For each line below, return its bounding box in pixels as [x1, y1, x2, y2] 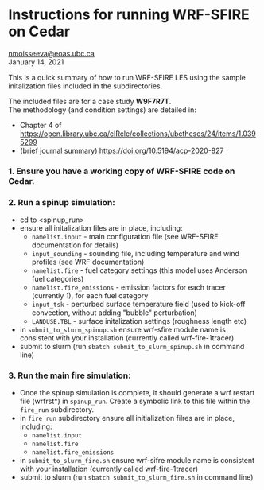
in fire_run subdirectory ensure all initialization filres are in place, [19, 414, 235, 423]
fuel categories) [31, 274, 84, 284]
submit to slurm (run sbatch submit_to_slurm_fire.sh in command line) [19, 472, 254, 482]
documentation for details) [31, 240, 119, 250]
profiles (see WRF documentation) [31, 257, 145, 267]
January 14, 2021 [8, 57, 64, 67]
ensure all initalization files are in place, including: [19, 224, 183, 233]
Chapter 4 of [19, 120, 62, 130]
